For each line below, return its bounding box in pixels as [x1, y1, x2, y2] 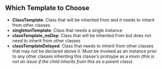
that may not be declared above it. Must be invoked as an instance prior [12, 48, 157, 54]
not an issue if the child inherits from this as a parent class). [12, 58, 134, 64]
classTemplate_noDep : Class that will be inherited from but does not [12, 32, 152, 38]
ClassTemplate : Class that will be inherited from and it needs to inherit [12, 17, 155, 23]
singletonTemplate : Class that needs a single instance [12, 27, 122, 33]
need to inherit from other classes [12, 38, 81, 44]
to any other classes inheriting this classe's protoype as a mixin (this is [12, 53, 155, 59]
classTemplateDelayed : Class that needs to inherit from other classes [12, 43, 154, 48]
